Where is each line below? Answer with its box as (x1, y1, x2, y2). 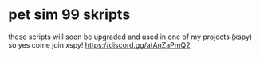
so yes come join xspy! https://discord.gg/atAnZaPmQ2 (8, 40, 191, 49)
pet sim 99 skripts (8, 6, 131, 24)
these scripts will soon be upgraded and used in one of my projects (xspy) (8, 32, 253, 41)
